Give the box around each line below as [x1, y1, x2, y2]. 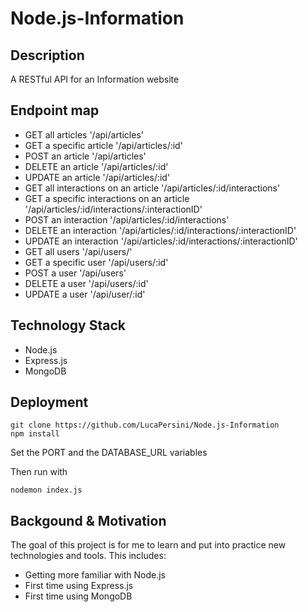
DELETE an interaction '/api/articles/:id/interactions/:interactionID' [24, 224, 297, 236]
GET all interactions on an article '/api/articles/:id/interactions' [24, 182, 281, 194]
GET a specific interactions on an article [24, 192, 190, 204]
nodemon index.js [10, 485, 83, 496]
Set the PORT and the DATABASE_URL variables [10, 447, 208, 459]
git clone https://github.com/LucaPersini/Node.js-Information [10, 420, 280, 431]
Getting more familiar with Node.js [24, 569, 167, 581]
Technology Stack [10, 317, 126, 334]
